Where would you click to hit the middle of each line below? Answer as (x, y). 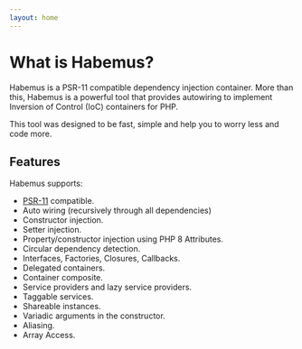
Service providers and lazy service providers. (107, 287)
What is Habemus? (82, 62)
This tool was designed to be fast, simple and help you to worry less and (144, 124)
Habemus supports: (46, 184)
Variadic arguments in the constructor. (94, 316)
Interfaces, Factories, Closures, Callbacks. (101, 259)
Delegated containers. (64, 268)
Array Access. (49, 335)
